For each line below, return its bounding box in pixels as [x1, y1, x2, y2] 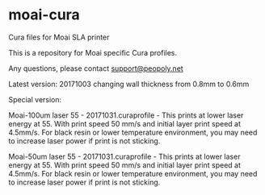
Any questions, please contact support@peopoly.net [8, 63, 183, 73]
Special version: [8, 94, 62, 104]
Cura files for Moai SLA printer [8, 32, 110, 42]
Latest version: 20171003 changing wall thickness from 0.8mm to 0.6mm [8, 79, 250, 89]
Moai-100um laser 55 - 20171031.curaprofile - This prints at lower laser [8, 110, 244, 120]
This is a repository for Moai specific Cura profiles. [8, 48, 178, 57]
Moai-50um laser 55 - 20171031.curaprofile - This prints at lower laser [8, 151, 241, 161]
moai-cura [8, 6, 81, 24]
